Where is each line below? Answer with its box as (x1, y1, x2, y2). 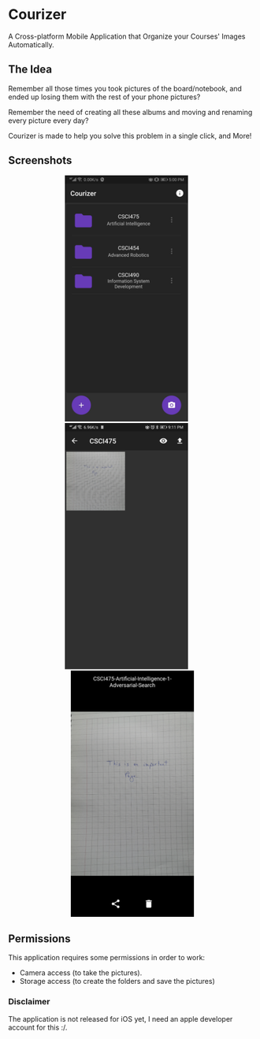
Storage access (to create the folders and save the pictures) (19, 977, 215, 986)
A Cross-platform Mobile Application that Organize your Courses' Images (8, 32, 246, 41)
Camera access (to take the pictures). (19, 968, 143, 978)
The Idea (8, 63, 53, 76)
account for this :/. (8, 1022, 68, 1032)
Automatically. (8, 39, 55, 49)
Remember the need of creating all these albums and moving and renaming (8, 107, 253, 117)
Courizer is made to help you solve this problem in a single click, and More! (8, 131, 252, 140)
